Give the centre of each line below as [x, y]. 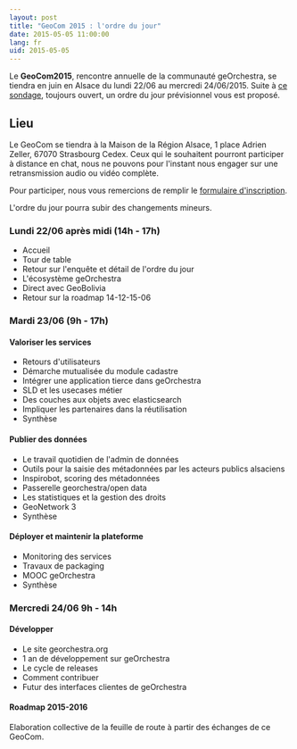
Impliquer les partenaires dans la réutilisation [104, 409]
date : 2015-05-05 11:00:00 [59, 34]
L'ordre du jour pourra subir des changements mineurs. [111, 207]
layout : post [33, 17]
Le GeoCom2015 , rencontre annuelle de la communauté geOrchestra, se [143, 76]
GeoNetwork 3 [49, 506]
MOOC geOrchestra [59, 575]
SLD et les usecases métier [72, 390]
